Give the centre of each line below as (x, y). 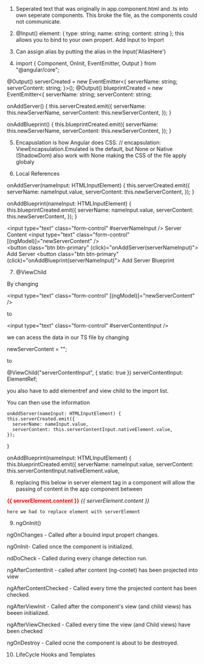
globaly (25, 162)
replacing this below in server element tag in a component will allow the (105, 482)
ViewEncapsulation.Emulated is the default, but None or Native (94, 149)
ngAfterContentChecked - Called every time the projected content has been (102, 588)
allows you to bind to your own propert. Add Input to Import (90, 40)
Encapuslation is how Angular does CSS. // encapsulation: (88, 143)
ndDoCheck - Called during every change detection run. (77, 558)
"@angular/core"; (38, 70)
